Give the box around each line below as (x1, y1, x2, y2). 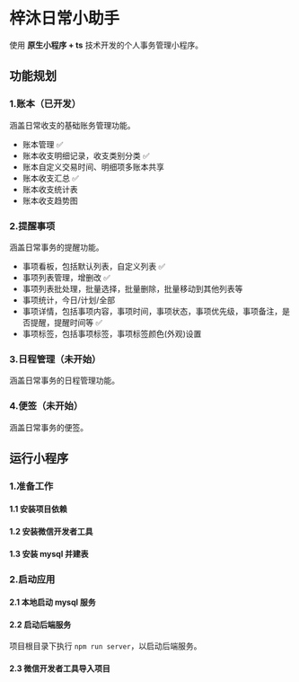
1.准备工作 (9, 480, 54, 492)
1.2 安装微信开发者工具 (9, 527, 93, 537)
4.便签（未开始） (9, 400, 84, 412)
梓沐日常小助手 (9, 8, 120, 29)
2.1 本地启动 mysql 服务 (9, 597, 96, 607)
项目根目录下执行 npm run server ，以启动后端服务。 (9, 641, 202, 651)
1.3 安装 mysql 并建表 (9, 548, 89, 559)
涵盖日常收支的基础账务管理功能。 (9, 120, 136, 130)
